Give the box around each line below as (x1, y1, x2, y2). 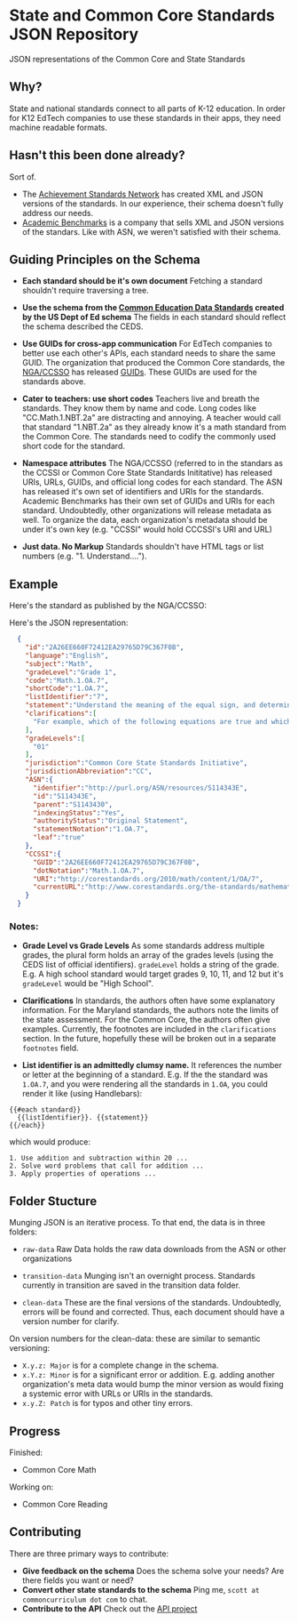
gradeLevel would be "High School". (21, 978, 153, 989)
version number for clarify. (21, 1316, 120, 1327)
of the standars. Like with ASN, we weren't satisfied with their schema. (21, 226, 281, 237)
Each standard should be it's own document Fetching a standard (21, 276, 263, 286)
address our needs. (21, 207, 94, 218)
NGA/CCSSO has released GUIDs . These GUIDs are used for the (21, 366, 257, 378)
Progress (9, 1424, 60, 1439)
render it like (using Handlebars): (21, 1089, 143, 1099)
